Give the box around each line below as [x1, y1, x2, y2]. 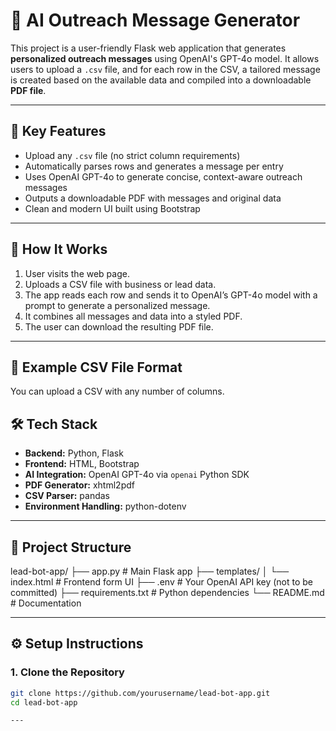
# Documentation [10, 597, 82, 609]
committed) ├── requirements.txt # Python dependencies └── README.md [10, 587, 325, 598]
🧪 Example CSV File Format [10, 359, 183, 376]
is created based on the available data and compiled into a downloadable [10, 74, 312, 86]
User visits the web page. [24, 267, 130, 279]
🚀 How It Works [10, 241, 108, 258]
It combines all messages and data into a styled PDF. [24, 310, 243, 322]
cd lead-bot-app [10, 697, 78, 708]
